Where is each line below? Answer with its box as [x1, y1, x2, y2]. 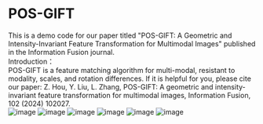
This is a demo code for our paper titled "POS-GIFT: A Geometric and [8, 31, 232, 40]
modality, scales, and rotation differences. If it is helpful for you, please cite [8, 74, 251, 83]
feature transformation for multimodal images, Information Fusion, [38, 90, 251, 100]
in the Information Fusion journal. [8, 47, 115, 57]
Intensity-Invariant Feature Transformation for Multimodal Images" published [8, 38, 256, 48]
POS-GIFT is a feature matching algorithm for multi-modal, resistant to [8, 65, 236, 75]
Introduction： [8, 57, 55, 66]
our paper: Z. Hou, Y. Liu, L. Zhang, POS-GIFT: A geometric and [8, 82, 214, 91]
